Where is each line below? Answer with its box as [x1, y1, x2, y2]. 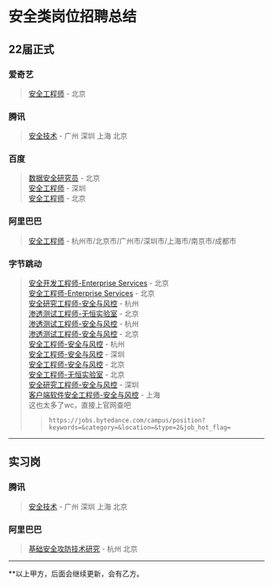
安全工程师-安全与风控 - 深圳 [28, 349, 125, 359]
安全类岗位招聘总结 [8, 7, 137, 26]
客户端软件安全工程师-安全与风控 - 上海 [28, 390, 161, 400]
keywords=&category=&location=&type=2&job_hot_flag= [48, 423, 232, 432]
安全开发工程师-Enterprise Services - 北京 [28, 278, 169, 289]
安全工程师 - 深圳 [28, 184, 87, 193]
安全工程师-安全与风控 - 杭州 [28, 339, 125, 349]
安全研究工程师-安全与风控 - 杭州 [28, 298, 140, 309]
